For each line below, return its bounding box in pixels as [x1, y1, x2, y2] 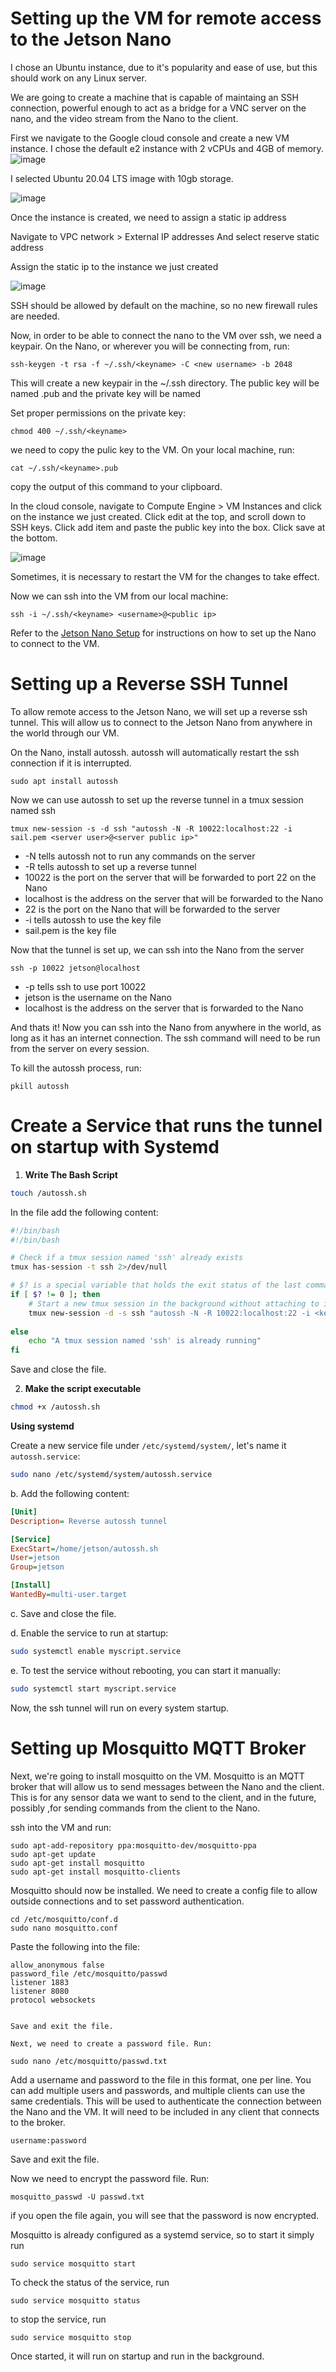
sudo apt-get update [10, 1849, 97, 1859]
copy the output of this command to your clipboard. [10, 480, 223, 492]
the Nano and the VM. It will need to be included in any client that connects [10, 2105, 320, 2117]
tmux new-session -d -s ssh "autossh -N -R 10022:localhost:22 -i [28, 1308, 311, 1318]
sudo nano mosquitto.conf [10, 1923, 118, 1933]
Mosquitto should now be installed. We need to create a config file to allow [10, 1884, 318, 1896]
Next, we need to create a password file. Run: [10, 2038, 213, 2049]
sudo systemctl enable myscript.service [10, 1646, 182, 1656]
